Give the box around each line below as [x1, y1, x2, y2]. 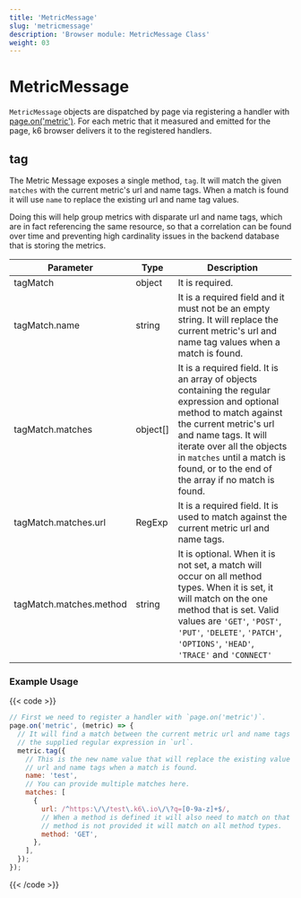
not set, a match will [177, 559, 262, 571]
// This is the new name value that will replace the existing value [25, 755, 291, 764]
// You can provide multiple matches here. [25, 780, 191, 789]
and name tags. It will [177, 429, 267, 441]
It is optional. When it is [177, 548, 276, 560]
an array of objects [177, 373, 258, 385]
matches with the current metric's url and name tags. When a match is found [9, 185, 289, 195]
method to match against [177, 407, 283, 419]
